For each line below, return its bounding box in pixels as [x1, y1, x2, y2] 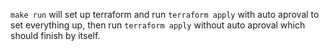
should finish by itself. [10, 30, 101, 41]
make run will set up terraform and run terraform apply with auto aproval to [10, 9, 320, 20]
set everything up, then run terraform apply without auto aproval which [10, 19, 306, 31]
